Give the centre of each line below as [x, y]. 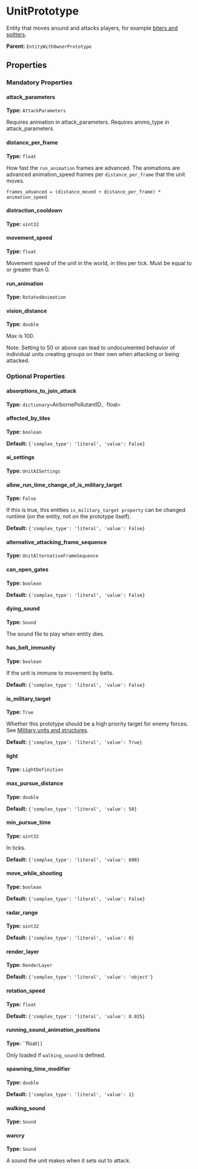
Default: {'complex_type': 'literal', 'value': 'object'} [80, 977]
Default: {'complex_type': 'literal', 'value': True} [74, 742]
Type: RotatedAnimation [36, 297]
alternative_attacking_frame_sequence [57, 542]
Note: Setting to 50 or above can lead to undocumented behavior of [91, 348]
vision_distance [27, 311]
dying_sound [23, 608]
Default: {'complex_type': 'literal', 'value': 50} [72, 809]
